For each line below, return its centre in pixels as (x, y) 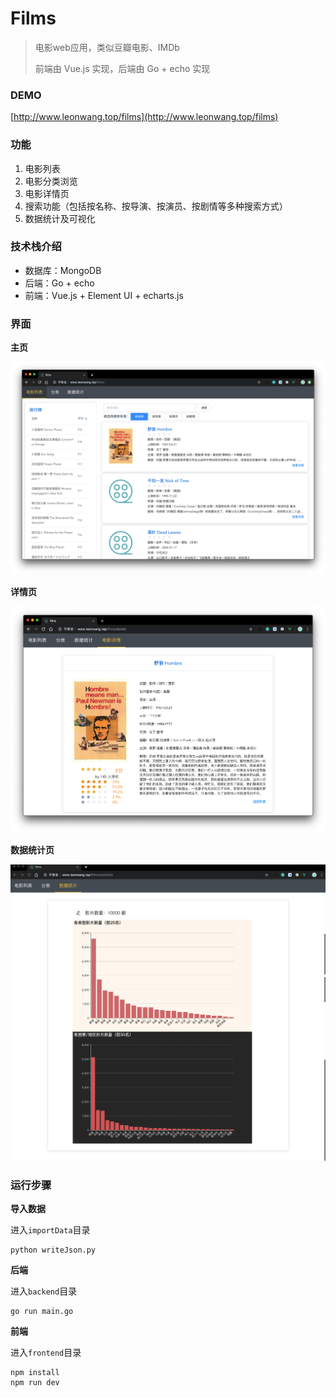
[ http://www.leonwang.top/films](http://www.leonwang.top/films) (144, 117)
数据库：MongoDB (63, 270)
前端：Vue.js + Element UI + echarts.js (104, 295)
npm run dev (35, 1383)
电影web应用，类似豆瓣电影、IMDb (107, 47)
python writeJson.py (53, 1250)
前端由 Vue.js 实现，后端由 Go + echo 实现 (122, 68)
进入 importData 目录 (50, 1230)
